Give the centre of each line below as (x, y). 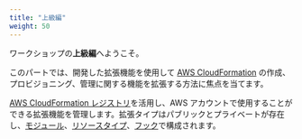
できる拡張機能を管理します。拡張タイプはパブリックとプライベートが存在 (147, 114)
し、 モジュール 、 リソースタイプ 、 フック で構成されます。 (115, 125)
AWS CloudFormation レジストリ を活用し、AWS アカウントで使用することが (151, 102)
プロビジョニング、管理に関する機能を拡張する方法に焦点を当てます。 (139, 83)
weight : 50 (30, 26)
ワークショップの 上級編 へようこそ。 (77, 53)
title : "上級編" (38, 18)
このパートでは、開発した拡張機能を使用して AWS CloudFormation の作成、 (150, 72)
